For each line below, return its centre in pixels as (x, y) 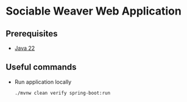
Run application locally (43, 82)
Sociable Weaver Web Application (94, 11)
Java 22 (25, 48)
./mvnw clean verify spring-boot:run (62, 93)
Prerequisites (32, 34)
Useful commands (41, 67)
